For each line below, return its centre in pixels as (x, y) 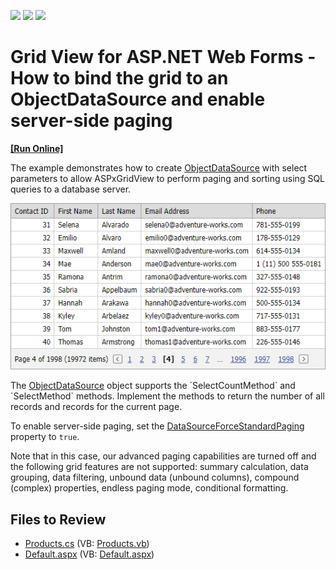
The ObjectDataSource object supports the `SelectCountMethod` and (153, 386)
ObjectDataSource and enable (138, 99)
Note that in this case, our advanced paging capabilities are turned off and (163, 456)
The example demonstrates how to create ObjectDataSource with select (159, 167)
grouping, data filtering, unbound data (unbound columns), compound (155, 477)
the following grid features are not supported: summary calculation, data (159, 467)
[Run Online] (37, 148)
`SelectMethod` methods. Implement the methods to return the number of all (167, 396)
